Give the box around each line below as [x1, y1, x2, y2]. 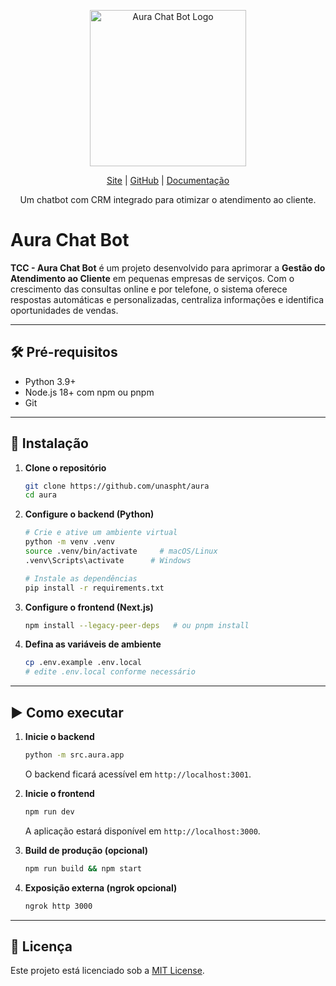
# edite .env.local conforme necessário [24, 667, 196, 677]
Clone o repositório [24, 461, 107, 474]
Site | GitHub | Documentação [106, 175, 230, 186]
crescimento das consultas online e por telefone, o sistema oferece [10, 283, 288, 295]
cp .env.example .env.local [24, 658, 142, 668]
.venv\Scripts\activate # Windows [24, 555, 192, 565]
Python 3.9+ [24, 375, 77, 387]
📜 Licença [10, 938, 73, 955]
